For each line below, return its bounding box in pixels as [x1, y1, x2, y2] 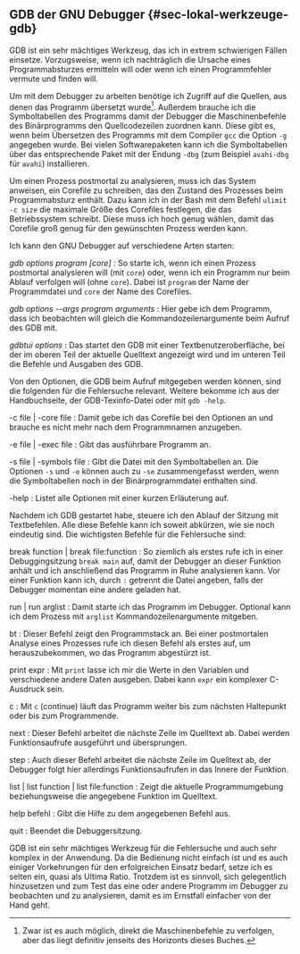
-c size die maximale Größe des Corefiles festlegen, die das [9, 205, 232, 215]
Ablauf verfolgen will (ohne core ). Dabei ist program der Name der [9, 277, 250, 288]
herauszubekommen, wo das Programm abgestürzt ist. [9, 648, 212, 658]
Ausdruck [9, 683, 46, 695]
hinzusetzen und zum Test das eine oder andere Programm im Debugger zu [9, 881, 288, 891]
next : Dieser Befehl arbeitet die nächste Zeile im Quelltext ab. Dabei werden [9, 728, 290, 739]
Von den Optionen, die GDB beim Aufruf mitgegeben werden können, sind [9, 376, 281, 387]
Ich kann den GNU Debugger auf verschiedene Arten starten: [9, 240, 235, 251]
